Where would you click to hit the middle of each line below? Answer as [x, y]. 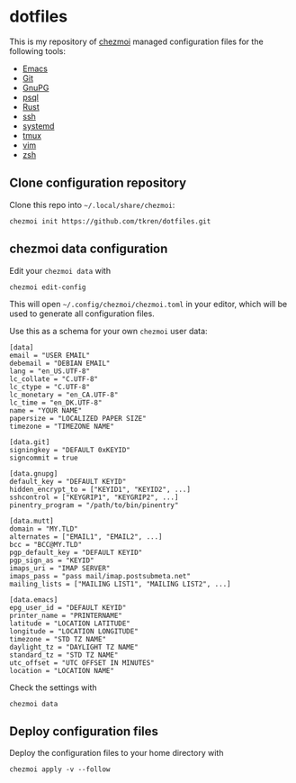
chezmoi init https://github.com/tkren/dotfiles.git [110, 221]
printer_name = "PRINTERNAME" [66, 615]
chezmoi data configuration [89, 249]
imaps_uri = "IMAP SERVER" [60, 568]
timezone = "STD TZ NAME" [58, 639]
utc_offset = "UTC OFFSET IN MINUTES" [82, 663]
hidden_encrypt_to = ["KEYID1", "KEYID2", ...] [100, 489]
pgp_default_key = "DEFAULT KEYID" [76, 552]
